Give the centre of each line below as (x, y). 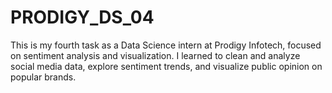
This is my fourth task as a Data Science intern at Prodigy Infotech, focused (166, 45)
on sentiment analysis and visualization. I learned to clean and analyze (155, 55)
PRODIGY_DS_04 (82, 17)
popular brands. (43, 77)
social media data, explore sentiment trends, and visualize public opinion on (166, 66)
